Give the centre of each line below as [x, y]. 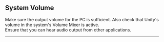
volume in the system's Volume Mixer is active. [52, 25]
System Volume [30, 8]
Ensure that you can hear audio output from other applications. [68, 30]
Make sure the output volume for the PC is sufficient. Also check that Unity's [82, 19]
